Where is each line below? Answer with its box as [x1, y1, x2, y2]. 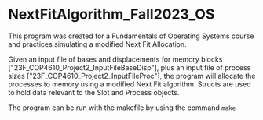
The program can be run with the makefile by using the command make [8, 103, 236, 112]
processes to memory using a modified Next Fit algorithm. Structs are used [8, 79, 251, 89]
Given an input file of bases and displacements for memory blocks [8, 55, 223, 64]
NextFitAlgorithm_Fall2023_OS [8, 5, 215, 23]
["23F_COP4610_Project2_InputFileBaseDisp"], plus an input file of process [8, 62, 251, 72]
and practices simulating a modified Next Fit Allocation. [8, 39, 187, 48]
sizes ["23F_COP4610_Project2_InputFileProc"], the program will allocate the [8, 71, 256, 80]
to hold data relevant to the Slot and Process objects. [8, 87, 180, 97]
